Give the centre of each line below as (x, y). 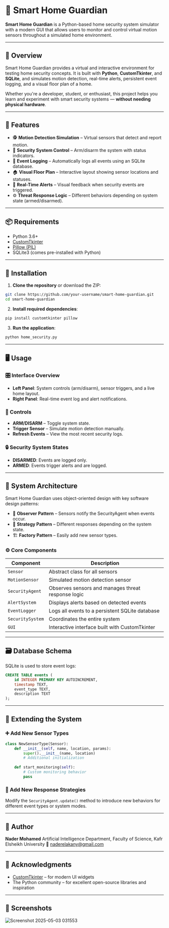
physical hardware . (26, 104)
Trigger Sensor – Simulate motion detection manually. (68, 428)
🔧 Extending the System (44, 719)
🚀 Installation (26, 273)
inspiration (23, 888)
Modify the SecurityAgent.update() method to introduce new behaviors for (83, 801)
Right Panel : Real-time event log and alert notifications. (70, 399)
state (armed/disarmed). (38, 200)
